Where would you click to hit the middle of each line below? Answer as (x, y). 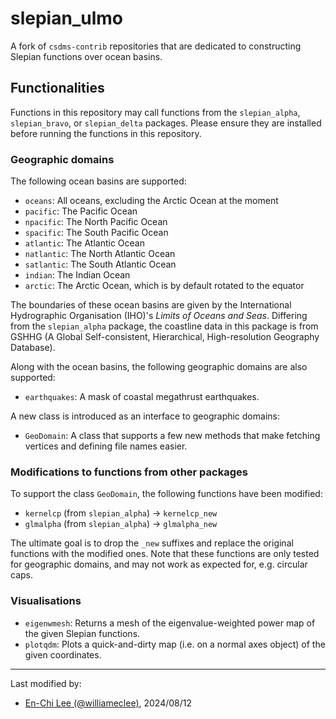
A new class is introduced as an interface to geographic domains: (145, 416)
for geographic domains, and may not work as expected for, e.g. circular (159, 564)
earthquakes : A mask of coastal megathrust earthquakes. (142, 397)
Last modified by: (46, 683)
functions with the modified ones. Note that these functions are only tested (165, 554)
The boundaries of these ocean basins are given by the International (151, 305)
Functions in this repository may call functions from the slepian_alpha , (155, 112)
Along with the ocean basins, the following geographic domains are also (159, 367)
